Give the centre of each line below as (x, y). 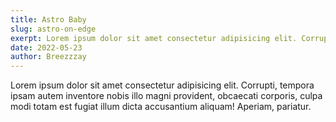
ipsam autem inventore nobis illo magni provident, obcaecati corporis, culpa (166, 96)
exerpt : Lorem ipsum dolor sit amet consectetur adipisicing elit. (154, 38)
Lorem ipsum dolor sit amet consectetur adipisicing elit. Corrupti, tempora (162, 85)
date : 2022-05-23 (46, 47)
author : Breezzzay (48, 57)
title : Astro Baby (48, 19)
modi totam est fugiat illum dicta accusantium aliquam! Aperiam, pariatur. (161, 107)
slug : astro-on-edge (53, 29)
